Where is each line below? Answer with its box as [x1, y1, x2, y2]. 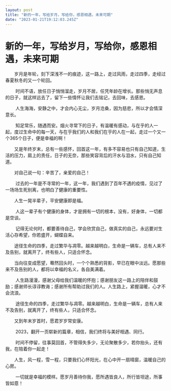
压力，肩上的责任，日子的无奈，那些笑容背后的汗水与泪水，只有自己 [14, 152, 157, 158]
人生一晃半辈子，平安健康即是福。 [14, 198, 85, 204]
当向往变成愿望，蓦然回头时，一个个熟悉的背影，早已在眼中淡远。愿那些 [14, 260, 166, 266]
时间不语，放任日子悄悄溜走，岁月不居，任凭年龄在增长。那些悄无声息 [15, 88, 163, 94]
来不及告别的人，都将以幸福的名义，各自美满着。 [5, 266, 108, 272]
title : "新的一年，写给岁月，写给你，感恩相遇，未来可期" [5, 12, 113, 17]
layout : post [5, 7, 33, 13]
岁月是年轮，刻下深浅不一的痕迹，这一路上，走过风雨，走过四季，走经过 [14, 71, 166, 77]
